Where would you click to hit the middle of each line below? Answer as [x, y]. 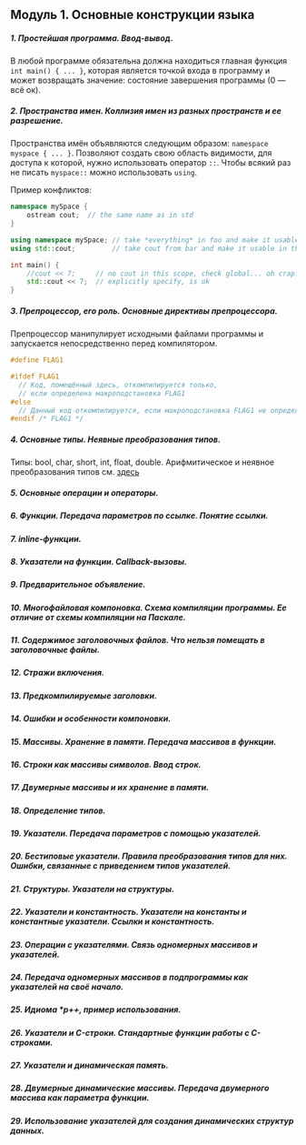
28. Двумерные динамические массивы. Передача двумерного [140, 1088]
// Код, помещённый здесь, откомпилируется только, [118, 385]
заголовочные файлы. [55, 650]
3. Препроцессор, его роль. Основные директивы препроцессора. [144, 311]
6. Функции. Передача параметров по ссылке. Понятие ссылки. [139, 516]
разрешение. [37, 120]
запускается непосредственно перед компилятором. [114, 344]
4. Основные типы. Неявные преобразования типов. [116, 439]
